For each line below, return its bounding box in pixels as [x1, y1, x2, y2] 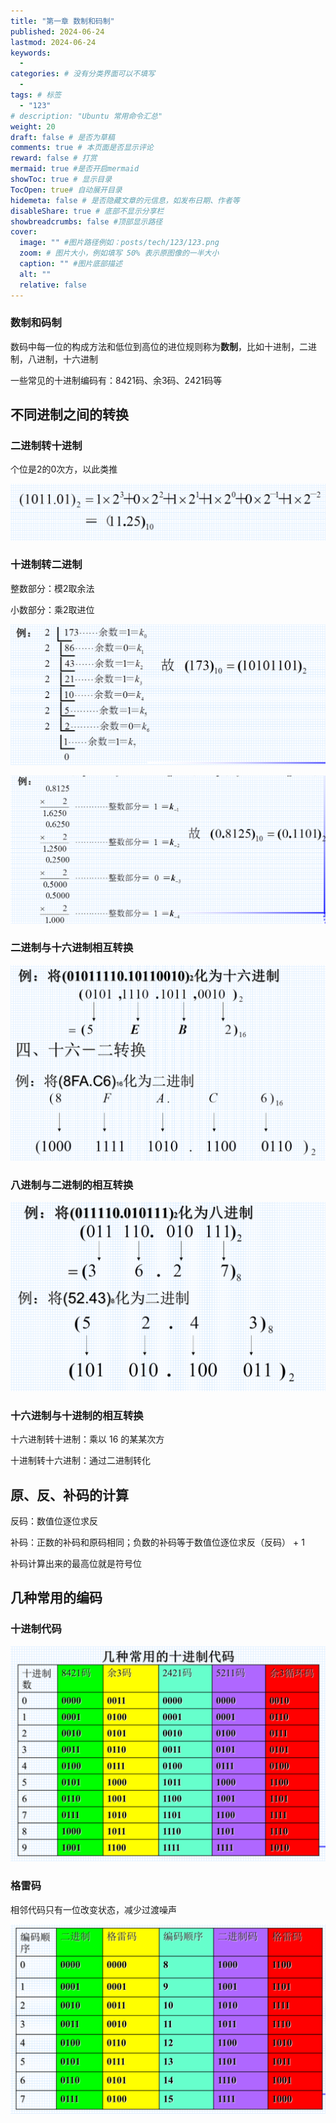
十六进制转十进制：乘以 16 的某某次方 [10, 1433, 165, 1445]
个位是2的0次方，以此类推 [10, 463, 118, 475]
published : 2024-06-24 [10, 26, 105, 37]
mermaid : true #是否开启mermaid [10, 164, 140, 174]
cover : [10, 227, 38, 237]
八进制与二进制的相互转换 [10, 1178, 134, 1192]
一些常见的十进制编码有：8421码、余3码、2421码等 [10, 374, 223, 386]
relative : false [19, 280, 87, 290]
